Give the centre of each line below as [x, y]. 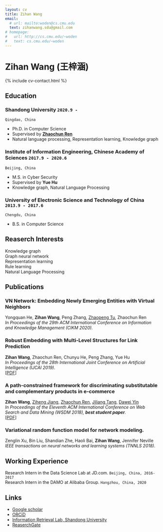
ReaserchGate [26, 525]
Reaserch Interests [34, 239]
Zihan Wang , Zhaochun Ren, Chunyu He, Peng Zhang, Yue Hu [67, 357]
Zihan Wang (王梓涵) [47, 67]
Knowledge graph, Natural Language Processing [61, 187]
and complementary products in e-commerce [60, 391]
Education [21, 96]
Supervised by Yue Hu [35, 182]
